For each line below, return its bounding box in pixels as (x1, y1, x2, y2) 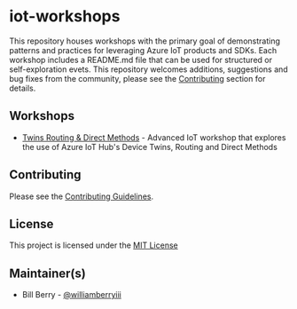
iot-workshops (9, 6, 121, 27)
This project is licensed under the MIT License (9, 240, 179, 250)
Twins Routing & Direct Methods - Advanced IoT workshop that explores (21, 131, 286, 143)
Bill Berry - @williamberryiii (21, 289, 121, 300)
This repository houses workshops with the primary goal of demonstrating (9, 36, 281, 46)
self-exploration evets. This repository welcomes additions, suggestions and (9, 64, 288, 75)
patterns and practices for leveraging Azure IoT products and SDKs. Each (9, 44, 277, 55)
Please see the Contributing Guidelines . (9, 191, 153, 202)
